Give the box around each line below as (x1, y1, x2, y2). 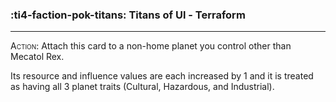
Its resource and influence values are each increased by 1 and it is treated (10, 70, 314, 82)
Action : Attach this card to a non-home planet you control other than (10, 40, 292, 52)
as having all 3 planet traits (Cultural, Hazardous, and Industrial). (10, 81, 275, 93)
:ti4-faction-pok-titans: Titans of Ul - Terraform (10, 8, 246, 22)
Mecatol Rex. (10, 51, 65, 63)
